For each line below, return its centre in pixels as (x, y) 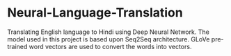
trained (17, 46)
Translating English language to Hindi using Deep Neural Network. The (109, 32)
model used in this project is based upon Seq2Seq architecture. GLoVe (109, 39)
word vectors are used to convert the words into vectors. (110, 46)
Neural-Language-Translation (95, 13)
